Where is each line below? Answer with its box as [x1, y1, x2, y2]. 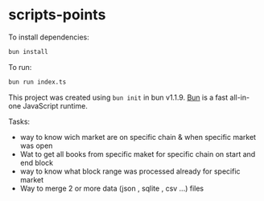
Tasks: [8, 117, 31, 126]
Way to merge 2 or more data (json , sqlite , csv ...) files [19, 183, 204, 193]
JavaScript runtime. [23, 100, 89, 110]
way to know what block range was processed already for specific [19, 166, 241, 176]
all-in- [229, 92, 250, 102]
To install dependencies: [8, 32, 90, 42]
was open [19, 141, 53, 150]
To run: [8, 62, 32, 72]
